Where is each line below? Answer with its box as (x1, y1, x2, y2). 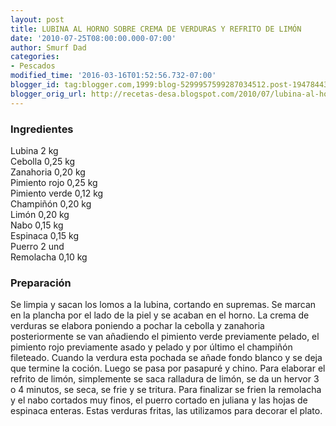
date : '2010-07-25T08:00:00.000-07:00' (10, 33, 177, 43)
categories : (10, 52, 60, 62)
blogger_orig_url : (10, 89, 87, 99)
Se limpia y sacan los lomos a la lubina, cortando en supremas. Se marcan (10, 299, 317, 311)
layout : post (10, 14, 65, 25)
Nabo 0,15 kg (10, 219, 64, 231)
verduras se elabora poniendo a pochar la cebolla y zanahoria (10, 320, 265, 332)
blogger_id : (10, 80, 60, 90)
